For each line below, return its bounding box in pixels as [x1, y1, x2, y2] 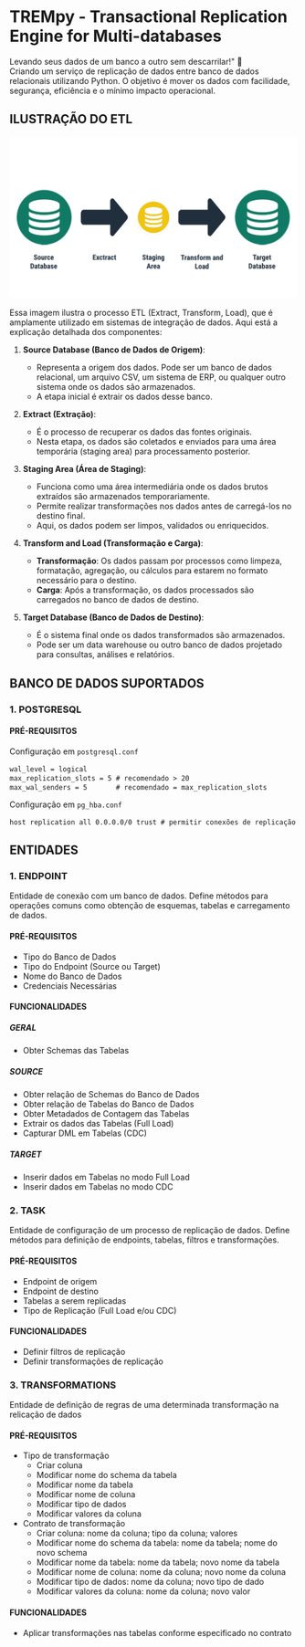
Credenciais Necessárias [22, 980, 117, 991]
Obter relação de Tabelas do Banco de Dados [22, 1098, 195, 1110]
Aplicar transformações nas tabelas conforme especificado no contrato [22, 1627, 292, 1638]
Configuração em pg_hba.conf [9, 799, 122, 810]
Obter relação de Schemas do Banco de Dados [22, 1089, 200, 1100]
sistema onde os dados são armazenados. [36, 382, 196, 393]
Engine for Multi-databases [9, 26, 222, 47]
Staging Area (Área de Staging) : [22, 464, 147, 475]
